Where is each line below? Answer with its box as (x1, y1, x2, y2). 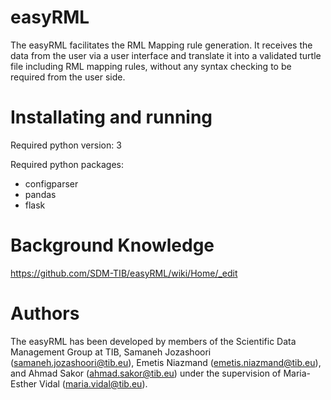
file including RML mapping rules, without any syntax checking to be (10, 60, 292, 72)
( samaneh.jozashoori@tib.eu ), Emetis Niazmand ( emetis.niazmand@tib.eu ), (10, 356, 322, 368)
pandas (24, 188, 57, 200)
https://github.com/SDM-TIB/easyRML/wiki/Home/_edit (10, 267, 238, 279)
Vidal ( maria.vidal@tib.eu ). (39, 377, 148, 390)
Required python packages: (10, 158, 125, 170)
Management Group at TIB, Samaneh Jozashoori (10, 346, 212, 358)
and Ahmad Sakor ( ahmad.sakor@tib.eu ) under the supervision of (10, 367, 282, 379)
